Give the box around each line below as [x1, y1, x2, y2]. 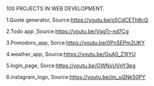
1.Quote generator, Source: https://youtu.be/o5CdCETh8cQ [6, 16, 149, 23]
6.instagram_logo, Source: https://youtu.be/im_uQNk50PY [6, 74, 146, 80]
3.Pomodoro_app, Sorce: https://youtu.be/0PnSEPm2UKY [6, 39, 145, 46]
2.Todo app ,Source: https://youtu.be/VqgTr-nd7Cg [6, 28, 129, 35]
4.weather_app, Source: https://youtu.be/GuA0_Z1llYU [6, 51, 136, 58]
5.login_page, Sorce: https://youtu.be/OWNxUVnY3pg [6, 62, 136, 69]
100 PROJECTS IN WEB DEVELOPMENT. [6, 5, 105, 12]
